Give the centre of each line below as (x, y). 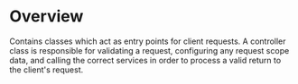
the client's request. (47, 70)
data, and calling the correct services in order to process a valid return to (145, 60)
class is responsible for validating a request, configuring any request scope (149, 50)
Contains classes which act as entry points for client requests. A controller (148, 41)
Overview (47, 17)
